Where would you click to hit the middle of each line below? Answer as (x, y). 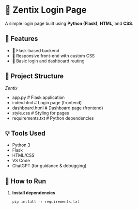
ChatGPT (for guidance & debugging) (49, 166)
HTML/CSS (23, 155)
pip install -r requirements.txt (46, 202)
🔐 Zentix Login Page (46, 10)
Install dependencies (34, 193)
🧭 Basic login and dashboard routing (48, 61)
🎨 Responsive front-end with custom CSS (54, 56)
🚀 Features (22, 39)
